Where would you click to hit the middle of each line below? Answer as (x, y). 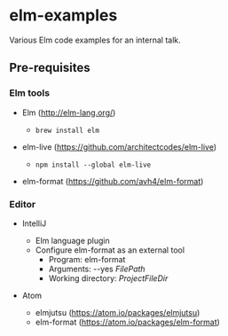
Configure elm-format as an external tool (110, 250)
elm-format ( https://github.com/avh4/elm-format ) (113, 181)
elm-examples (63, 16)
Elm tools (30, 93)
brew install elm (67, 130)
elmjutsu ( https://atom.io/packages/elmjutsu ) (118, 312)
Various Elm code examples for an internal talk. (95, 40)
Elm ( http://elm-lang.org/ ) (69, 113)
